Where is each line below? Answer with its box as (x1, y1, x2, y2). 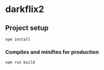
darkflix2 (5, 4, 45, 15)
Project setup (5, 24, 49, 32)
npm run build (5, 60, 36, 65)
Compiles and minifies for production (5, 48, 99, 55)
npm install (5, 37, 30, 42)
